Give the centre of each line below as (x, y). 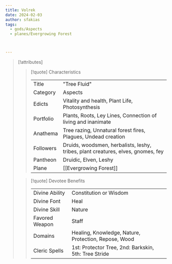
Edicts (41, 104)
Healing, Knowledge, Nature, (106, 233)
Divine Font (47, 201)
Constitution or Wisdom (100, 193)
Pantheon (45, 160)
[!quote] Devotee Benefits (58, 181)
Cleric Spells (48, 251)
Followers (45, 148)
